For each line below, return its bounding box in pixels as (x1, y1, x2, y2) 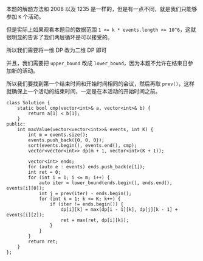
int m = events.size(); (28, 132, 88, 138)
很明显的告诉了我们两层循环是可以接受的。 (6, 34, 113, 41)
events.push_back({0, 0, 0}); (28, 137, 105, 143)
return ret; (28, 238, 59, 245)
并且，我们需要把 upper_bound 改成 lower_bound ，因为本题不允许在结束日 (6, 60, 188, 66)
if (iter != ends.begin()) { (49, 201, 123, 207)
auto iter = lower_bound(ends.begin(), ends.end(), (38, 180, 173, 186)
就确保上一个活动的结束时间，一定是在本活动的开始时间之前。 (6, 88, 161, 95)
